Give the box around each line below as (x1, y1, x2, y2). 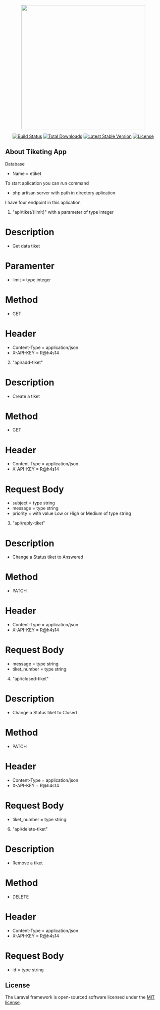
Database (5, 161, 25, 167)
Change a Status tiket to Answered (12, 554, 83, 560)
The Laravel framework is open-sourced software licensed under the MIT (5, 994, 155, 1000)
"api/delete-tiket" (12, 826, 48, 832)
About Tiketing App (5, 148, 67, 156)
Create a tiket (12, 393, 40, 399)
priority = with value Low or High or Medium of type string (12, 510, 131, 516)
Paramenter (5, 260, 55, 271)
